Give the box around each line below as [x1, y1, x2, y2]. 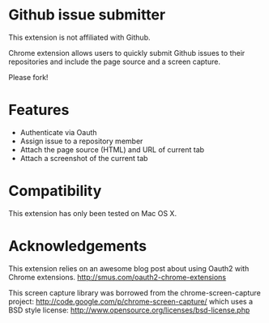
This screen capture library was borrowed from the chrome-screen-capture [8, 287, 261, 297]
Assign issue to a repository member [19, 136, 143, 146]
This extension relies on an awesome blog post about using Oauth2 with [8, 263, 250, 273]
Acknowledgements [8, 237, 147, 255]
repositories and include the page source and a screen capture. [8, 57, 221, 66]
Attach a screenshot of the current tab [19, 153, 148, 163]
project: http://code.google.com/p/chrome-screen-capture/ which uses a [8, 296, 254, 306]
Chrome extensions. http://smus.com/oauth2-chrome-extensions [8, 272, 227, 282]
